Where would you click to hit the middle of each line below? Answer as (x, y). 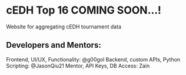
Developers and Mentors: (54, 45)
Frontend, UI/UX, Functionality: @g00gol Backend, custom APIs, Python (93, 59)
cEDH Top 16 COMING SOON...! (84, 10)
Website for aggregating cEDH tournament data (64, 27)
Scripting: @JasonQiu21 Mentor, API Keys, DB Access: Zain (78, 66)
